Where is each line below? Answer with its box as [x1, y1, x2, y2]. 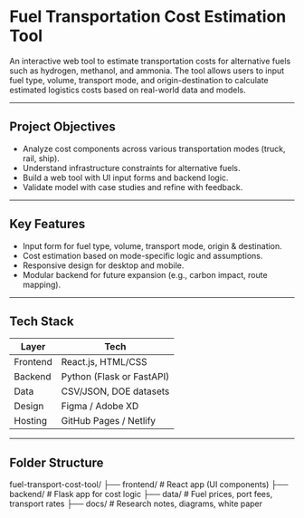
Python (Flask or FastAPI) [61, 370, 170, 383]
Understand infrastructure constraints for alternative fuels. [22, 162, 242, 173]
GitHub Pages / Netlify [61, 415, 157, 427]
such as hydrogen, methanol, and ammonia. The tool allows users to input [9, 65, 285, 76]
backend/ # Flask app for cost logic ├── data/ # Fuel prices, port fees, [9, 489, 273, 500]
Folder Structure [9, 455, 104, 470]
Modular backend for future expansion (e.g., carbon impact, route [22, 269, 269, 280]
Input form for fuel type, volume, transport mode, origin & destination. [22, 240, 282, 251]
